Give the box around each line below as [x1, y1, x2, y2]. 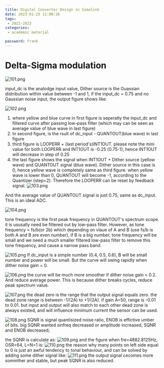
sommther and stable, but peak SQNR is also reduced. [5, 357, 115, 363]
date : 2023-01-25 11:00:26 [5, 12, 60, 17]
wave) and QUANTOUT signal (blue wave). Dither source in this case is [12, 162, 156, 168]
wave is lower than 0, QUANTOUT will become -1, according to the [12, 172, 147, 178]
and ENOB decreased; [5, 327, 50, 333]
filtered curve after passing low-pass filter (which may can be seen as [12, 120, 154, 126]
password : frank [5, 39, 38, 44]
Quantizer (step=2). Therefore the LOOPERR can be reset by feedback [12, 177, 154, 183]
